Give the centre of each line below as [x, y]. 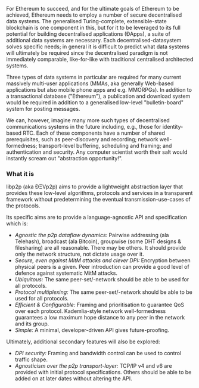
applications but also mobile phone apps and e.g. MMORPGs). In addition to [99, 90]
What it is [20, 173]
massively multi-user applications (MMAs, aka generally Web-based [90, 83]
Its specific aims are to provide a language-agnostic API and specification [97, 218]
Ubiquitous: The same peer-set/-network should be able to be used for [102, 280]
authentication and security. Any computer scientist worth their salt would [97, 152]
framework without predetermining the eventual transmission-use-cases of [98, 200]
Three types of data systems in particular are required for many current [94, 77]
